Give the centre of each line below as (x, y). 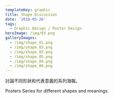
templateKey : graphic (28, 10)
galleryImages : (21, 38)
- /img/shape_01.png (31, 43)
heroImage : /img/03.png (30, 33)
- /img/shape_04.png (31, 61)
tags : (11, 24)
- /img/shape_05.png (31, 57)
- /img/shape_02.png (31, 52)
